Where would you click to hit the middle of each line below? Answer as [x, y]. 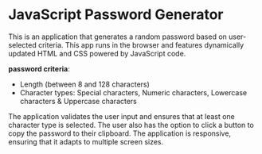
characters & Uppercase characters [78, 101]
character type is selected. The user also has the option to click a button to [131, 125]
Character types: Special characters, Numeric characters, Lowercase [133, 92]
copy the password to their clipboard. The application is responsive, [120, 133]
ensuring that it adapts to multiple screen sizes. [86, 141]
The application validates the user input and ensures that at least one [121, 116]
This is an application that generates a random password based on [117, 37]
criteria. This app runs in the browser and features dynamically [141, 44]
